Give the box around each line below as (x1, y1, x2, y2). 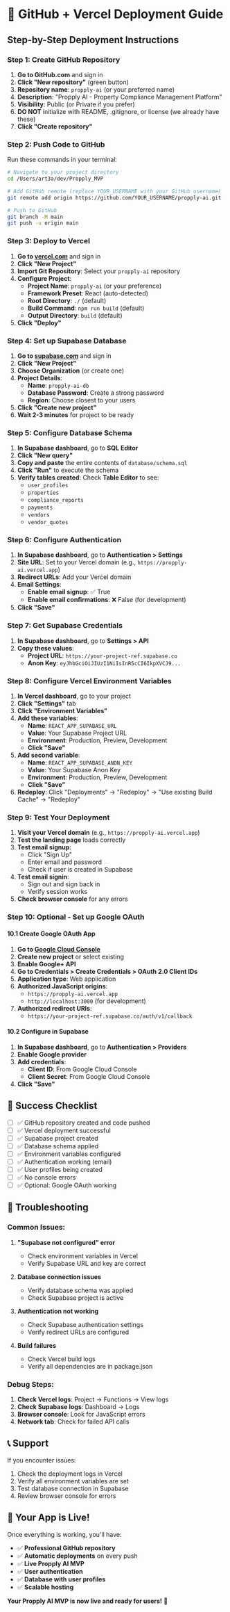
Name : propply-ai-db (27, 381, 89, 389)
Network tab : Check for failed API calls (17, 1417, 130, 1426)
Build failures (17, 1341, 57, 1349)
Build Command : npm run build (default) (27, 304, 145, 312)
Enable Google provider (17, 1050, 87, 1059)
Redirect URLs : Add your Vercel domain (17, 573, 132, 581)
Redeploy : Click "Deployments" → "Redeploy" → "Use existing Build (17, 788, 213, 797)
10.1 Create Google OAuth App (7, 929, 96, 938)
